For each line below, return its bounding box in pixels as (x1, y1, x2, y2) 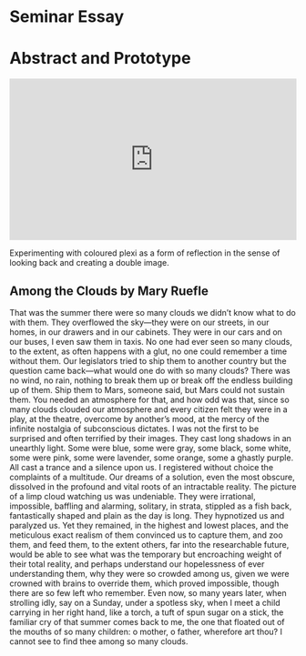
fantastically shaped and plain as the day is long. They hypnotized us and (9, 510, 285, 521)
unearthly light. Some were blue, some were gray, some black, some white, (9, 443, 291, 454)
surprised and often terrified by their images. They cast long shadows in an (9, 433, 291, 444)
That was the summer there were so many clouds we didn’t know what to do (9, 308, 296, 318)
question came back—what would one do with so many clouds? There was (9, 366, 291, 377)
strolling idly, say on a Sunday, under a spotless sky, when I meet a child (9, 598, 280, 609)
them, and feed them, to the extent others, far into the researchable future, (9, 540, 290, 550)
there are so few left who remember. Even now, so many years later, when (9, 588, 287, 599)
